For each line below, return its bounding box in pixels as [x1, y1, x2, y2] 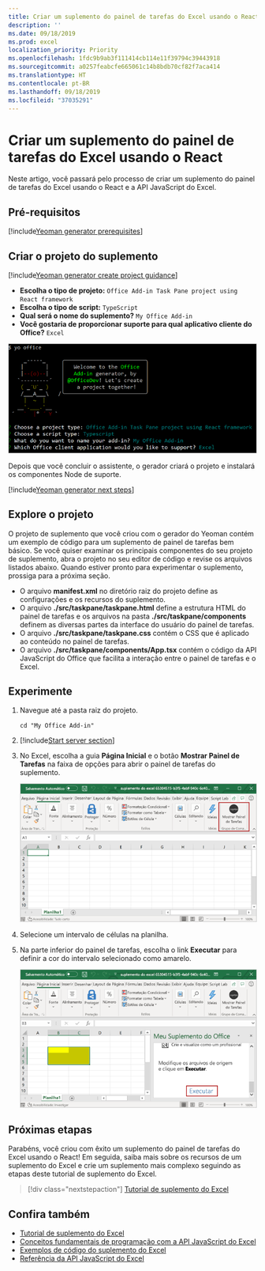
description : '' [8, 21, 62, 29]
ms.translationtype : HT [8, 71, 87, 79]
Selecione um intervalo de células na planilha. [19, 929, 169, 939]
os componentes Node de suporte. [8, 469, 122, 479]
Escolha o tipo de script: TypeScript [19, 302, 138, 312]
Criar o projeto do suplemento [8, 249, 159, 263]
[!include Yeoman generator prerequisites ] [8, 226, 144, 236]
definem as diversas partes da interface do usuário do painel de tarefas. [19, 619, 255, 629]
